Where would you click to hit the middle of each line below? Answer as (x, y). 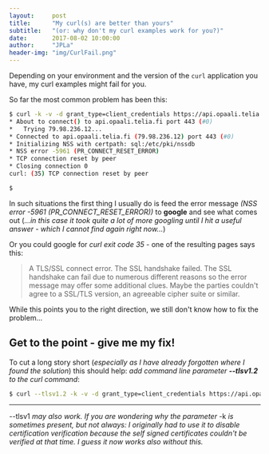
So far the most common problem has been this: (88, 100)
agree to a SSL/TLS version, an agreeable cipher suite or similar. (134, 293)
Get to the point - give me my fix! (92, 343)
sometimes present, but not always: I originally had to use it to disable (125, 425)
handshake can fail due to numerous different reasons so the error (138, 277)
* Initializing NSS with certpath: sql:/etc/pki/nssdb (102, 144)
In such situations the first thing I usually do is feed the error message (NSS (133, 203)
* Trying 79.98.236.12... (56, 129)
